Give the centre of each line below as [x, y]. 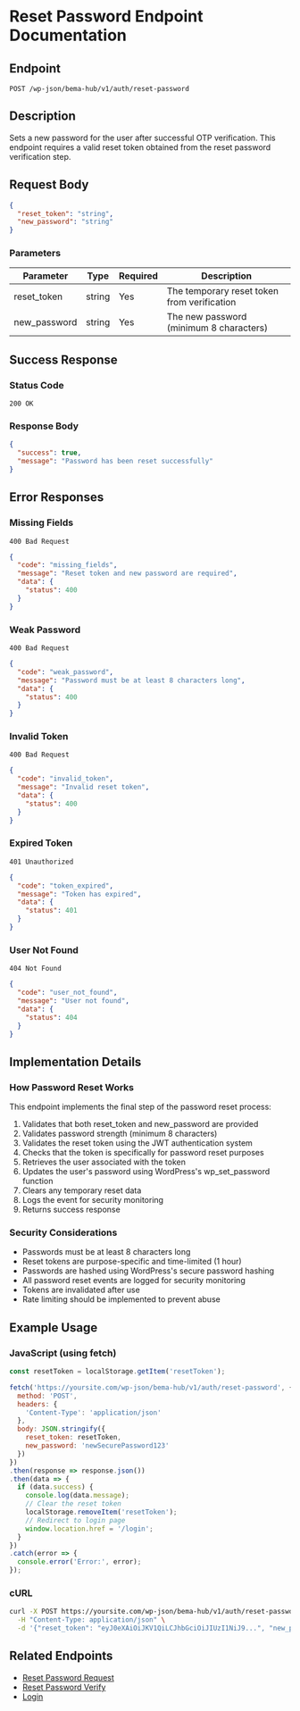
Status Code [37, 385]
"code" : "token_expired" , [66, 886]
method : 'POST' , [47, 1396]
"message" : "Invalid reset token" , [83, 788]
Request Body [49, 185]
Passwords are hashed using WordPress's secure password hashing [148, 1271]
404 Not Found [36, 969]
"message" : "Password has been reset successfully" [116, 462]
